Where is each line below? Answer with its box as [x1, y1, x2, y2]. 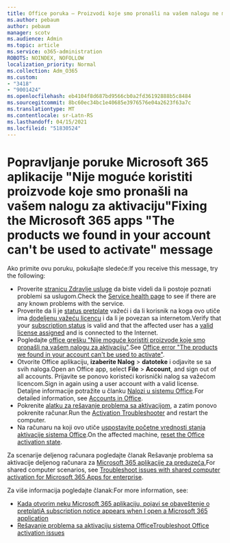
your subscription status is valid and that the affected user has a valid [16, 322, 214, 330]
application [16, 514, 49, 522]
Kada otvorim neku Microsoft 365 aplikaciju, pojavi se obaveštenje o [16, 500, 210, 508]
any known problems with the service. [16, 300, 125, 308]
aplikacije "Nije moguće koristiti [7, 169, 193, 184]
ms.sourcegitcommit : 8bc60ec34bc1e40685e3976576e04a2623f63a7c [7, 99, 192, 106]
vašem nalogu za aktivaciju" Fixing [7, 198, 207, 213]
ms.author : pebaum [7, 16, 60, 23]
